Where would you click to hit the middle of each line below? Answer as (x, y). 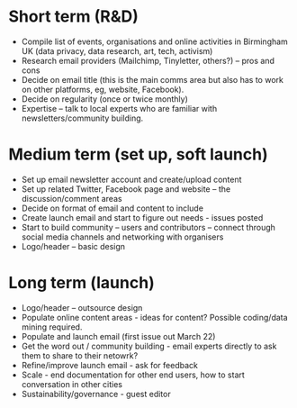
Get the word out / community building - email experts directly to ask (149, 346)
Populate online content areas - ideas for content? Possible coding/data (155, 317)
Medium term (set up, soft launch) (139, 154)
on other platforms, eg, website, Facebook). (103, 89)
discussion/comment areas (72, 198)
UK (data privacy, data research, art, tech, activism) (117, 50)
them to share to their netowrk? (80, 355)
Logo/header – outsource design (82, 307)
